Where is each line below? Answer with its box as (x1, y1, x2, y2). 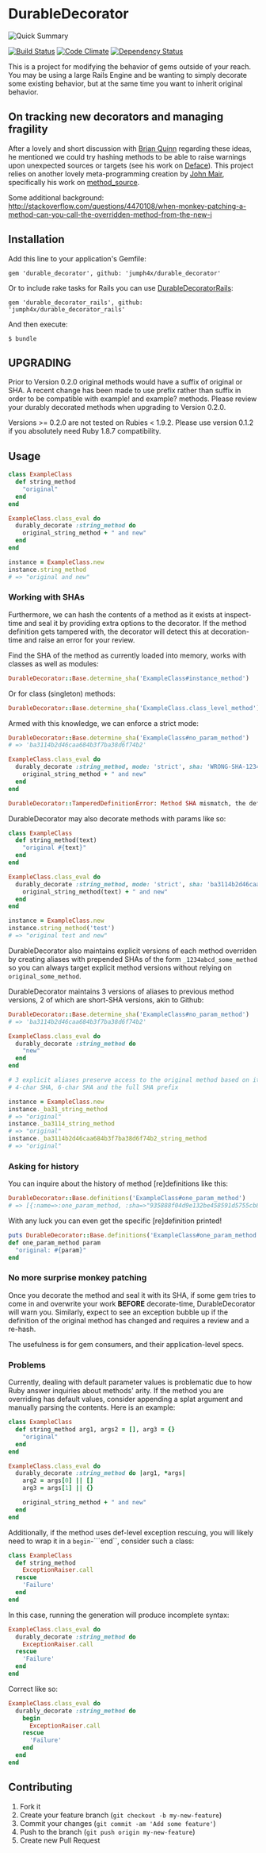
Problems (8, 1359, 46, 1370)
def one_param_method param (8, 1238, 101, 1247)
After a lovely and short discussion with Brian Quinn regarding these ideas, (8, 144, 252, 153)
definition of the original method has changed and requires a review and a (8, 1315, 249, 1325)
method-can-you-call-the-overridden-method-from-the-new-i (8, 210, 212, 219)
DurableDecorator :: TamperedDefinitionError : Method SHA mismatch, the (8, 799, 246, 807)
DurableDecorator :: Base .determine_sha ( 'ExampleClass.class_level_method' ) (8, 704, 260, 712)
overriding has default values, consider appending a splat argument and (8, 1395, 243, 1404)
